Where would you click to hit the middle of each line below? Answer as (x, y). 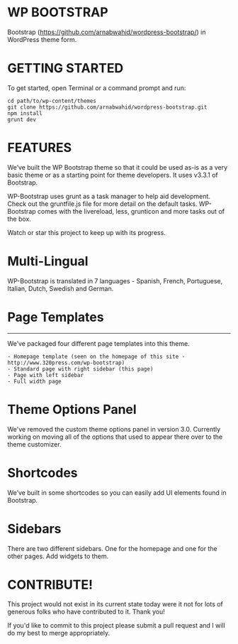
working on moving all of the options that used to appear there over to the (115, 437)
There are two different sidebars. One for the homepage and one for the (112, 548)
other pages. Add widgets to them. (58, 556)
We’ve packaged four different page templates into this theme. (98, 343)
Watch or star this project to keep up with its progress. (87, 232)
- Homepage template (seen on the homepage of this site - (96, 356)
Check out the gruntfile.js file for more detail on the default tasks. (102, 204)
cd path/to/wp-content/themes (52, 101)
